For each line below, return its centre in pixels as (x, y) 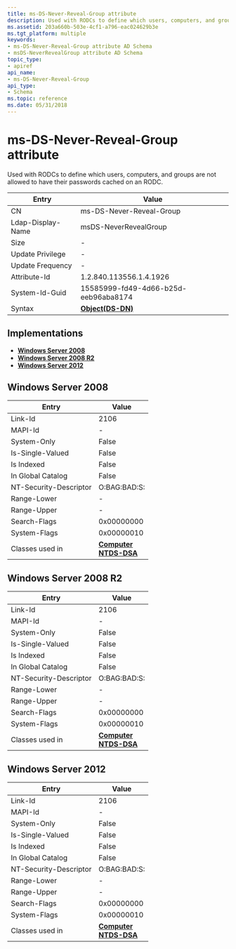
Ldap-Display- (36, 222)
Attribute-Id (31, 277)
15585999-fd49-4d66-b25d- (134, 288)
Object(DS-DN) (107, 308)
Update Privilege (38, 254)
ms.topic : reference (38, 99)
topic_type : (25, 60)
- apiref (20, 66)
